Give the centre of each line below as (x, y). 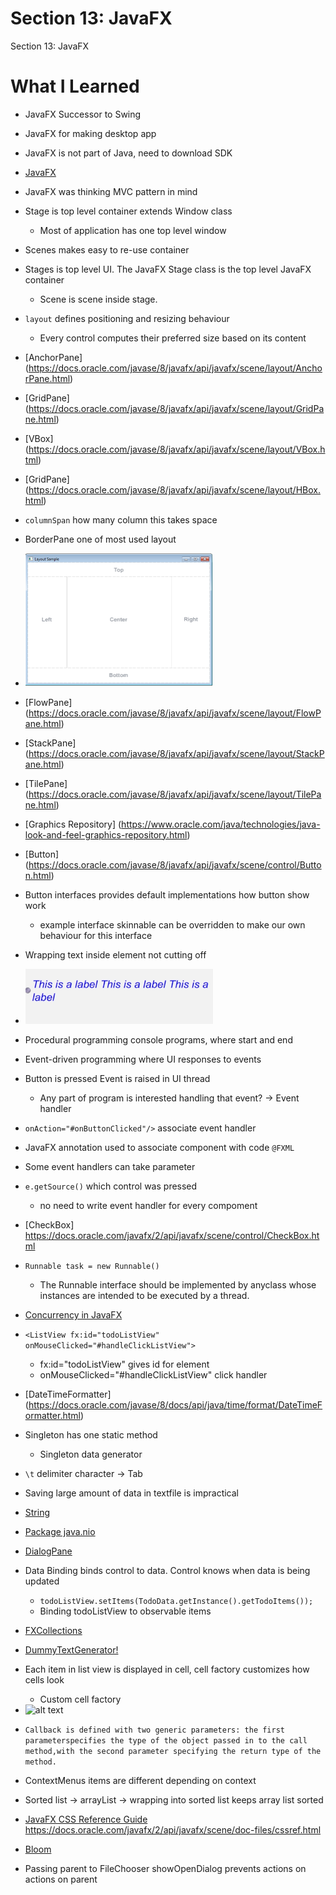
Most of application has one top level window (133, 230)
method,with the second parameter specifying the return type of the (173, 1752)
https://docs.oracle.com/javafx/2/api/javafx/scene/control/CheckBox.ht (172, 1236)
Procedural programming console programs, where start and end (158, 1040)
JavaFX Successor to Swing (83, 114)
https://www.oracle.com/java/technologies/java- (221, 824)
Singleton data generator (91, 1454)
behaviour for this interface (96, 935)
